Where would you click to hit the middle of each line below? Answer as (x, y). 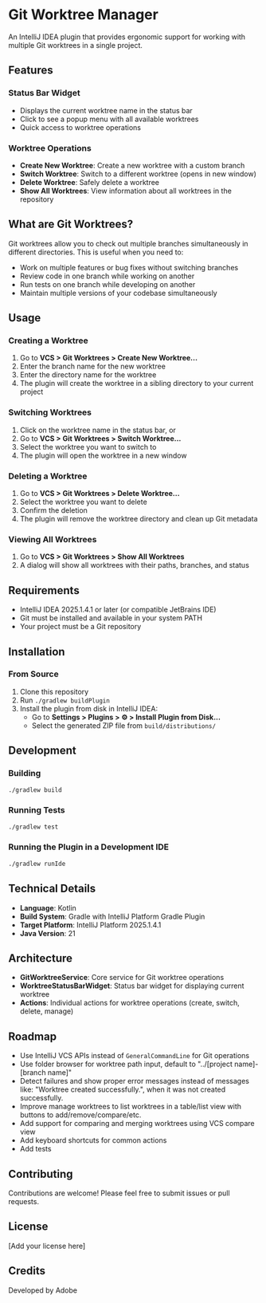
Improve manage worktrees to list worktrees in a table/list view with (130, 1107)
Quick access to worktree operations (80, 127)
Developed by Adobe (43, 1290)
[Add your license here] (47, 1246)
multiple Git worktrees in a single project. (76, 45)
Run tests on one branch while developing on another (108, 284)
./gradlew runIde (37, 864)
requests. (24, 1201)
